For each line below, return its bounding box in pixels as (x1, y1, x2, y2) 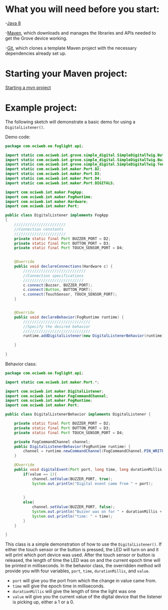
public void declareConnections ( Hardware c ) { (14, 264, 113, 269)
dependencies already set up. (5, 50, 66, 56)
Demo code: (5, 134, 31, 140)
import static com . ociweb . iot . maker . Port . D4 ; (5, 176, 101, 181)
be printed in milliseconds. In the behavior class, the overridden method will (5, 563, 161, 569)
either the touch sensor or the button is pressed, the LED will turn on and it (5, 547, 159, 553)
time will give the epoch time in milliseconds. (12, 583, 105, 589)
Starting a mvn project (5, 84, 51, 90)
